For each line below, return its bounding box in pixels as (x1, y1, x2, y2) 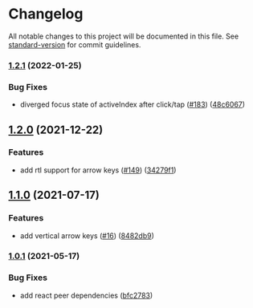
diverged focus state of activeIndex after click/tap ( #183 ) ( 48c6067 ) (19, 99, 246, 109)
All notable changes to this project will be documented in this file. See (8, 31, 239, 41)
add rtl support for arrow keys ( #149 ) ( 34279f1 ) (19, 165, 177, 175)
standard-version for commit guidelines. (8, 39, 141, 49)
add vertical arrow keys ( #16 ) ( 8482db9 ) (19, 230, 155, 241)
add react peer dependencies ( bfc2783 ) (19, 290, 153, 300)
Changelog (8, 5, 84, 23)
